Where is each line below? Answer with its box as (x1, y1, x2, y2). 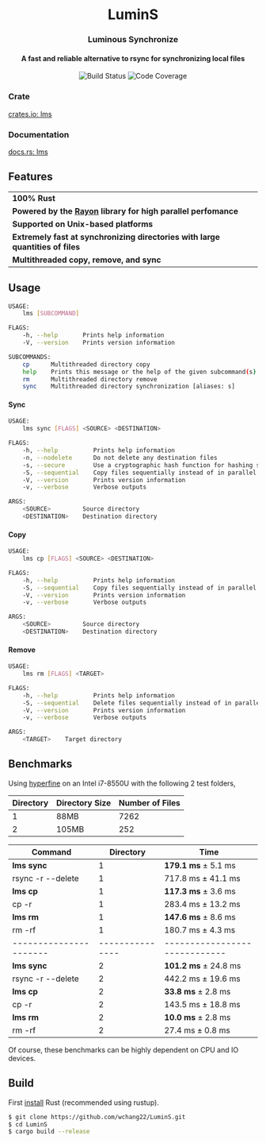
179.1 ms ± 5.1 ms (164, 859, 236, 871)
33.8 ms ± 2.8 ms (164, 986, 231, 997)
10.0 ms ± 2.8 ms (164, 1011, 231, 1022)
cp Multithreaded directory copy (22, 360, 150, 369)
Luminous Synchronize (87, 34, 179, 45)
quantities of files (12, 241, 81, 252)
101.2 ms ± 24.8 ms (164, 960, 241, 971)
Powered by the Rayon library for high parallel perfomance (12, 205, 239, 216)
